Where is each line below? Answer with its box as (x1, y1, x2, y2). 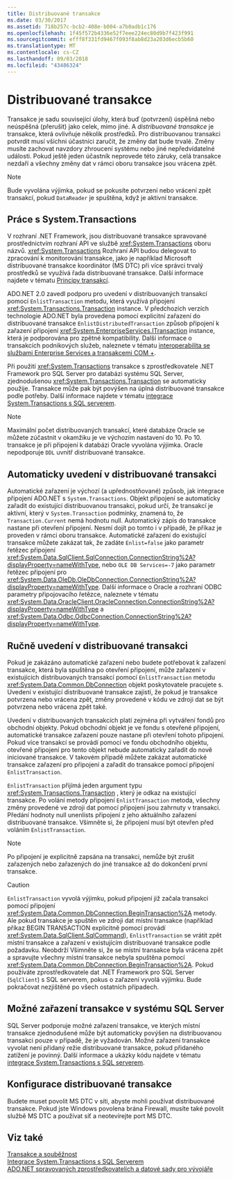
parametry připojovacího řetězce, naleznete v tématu (7, 590, 159, 598)
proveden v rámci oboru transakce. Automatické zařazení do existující (7, 531, 207, 539)
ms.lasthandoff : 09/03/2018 (7, 56, 89, 63)
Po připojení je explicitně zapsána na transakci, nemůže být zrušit (7, 853, 195, 860)
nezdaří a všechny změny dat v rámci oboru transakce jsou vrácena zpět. (7, 159, 217, 167)
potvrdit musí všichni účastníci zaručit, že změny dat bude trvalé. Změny (7, 137, 215, 145)
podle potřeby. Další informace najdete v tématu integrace (7, 392, 173, 400)
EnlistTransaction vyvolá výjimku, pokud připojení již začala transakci (7, 894, 209, 902)
